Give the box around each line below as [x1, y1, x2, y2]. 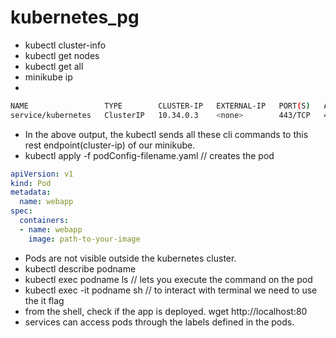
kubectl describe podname [24, 262, 137, 275]
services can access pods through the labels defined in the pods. [24, 316, 295, 328]
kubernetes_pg [10, 6, 140, 29]
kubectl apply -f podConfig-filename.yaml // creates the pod [24, 149, 275, 161]
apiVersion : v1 [10, 169, 74, 179]
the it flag [24, 294, 65, 306]
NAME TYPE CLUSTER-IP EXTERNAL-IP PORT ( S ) [10, 101, 311, 111]
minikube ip [24, 71, 73, 83]
